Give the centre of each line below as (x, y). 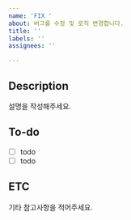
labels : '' (27, 38)
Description (38, 86)
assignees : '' (32, 46)
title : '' (25, 31)
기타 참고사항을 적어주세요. (51, 207)
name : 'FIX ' (30, 16)
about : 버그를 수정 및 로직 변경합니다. (66, 23)
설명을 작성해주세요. (40, 106)
